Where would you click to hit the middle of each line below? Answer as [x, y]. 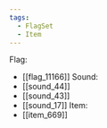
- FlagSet [35, 26]
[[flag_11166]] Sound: [60, 77]
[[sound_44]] [46, 87]
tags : [19, 17]
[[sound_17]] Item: [55, 106]
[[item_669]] [45, 115]
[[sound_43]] [46, 96]
